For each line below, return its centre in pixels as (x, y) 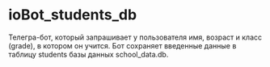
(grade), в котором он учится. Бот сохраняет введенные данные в (122, 45)
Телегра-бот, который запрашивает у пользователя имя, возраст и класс (135, 37)
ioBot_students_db (73, 15)
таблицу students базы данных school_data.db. (89, 54)
